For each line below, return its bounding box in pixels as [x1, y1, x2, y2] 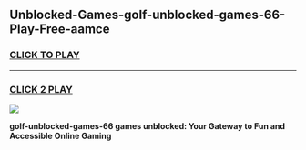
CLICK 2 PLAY [9, 83, 73, 95]
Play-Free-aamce [9, 22, 110, 37]
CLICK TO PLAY [9, 49, 80, 62]
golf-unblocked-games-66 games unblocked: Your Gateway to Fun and [9, 120, 285, 131]
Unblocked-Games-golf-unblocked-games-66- [9, 7, 286, 23]
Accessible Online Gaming [9, 130, 112, 141]
